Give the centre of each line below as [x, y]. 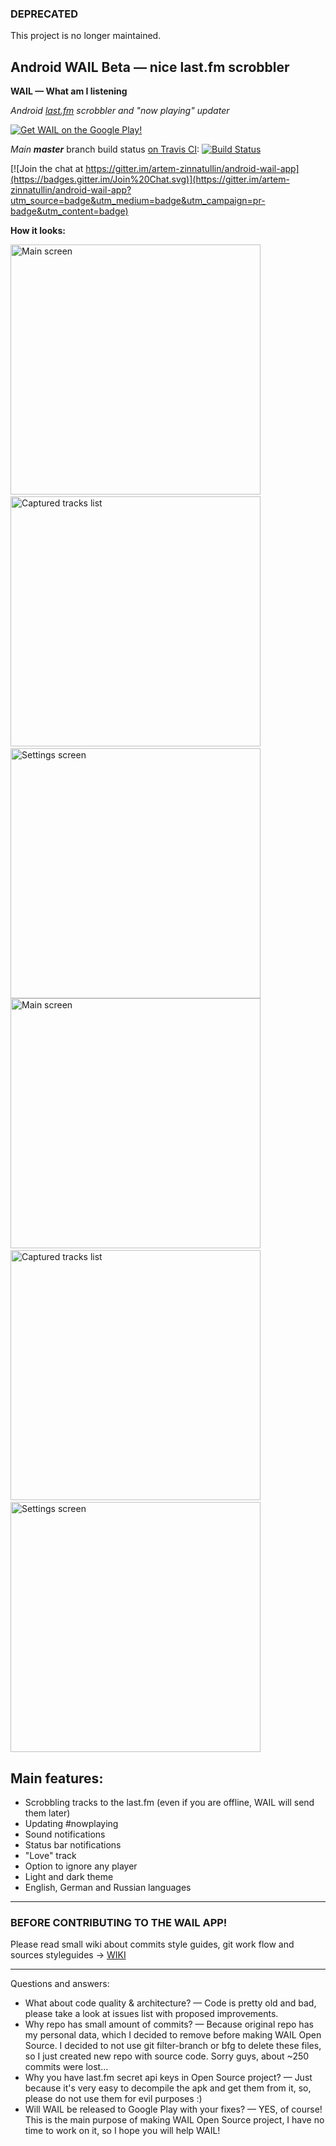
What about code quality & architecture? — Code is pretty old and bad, [170, 2003]
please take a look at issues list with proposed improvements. [151, 2014]
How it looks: [38, 231]
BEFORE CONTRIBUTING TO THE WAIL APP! [119, 1922]
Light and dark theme [69, 1876]
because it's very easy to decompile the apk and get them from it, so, [168, 2088]
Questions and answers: [60, 1984]
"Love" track [50, 1855]
